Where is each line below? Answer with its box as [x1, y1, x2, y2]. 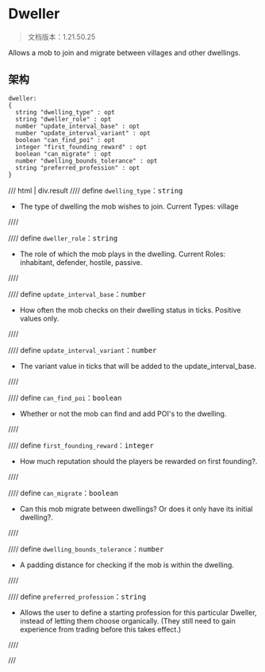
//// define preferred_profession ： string [8, 592, 147, 601]
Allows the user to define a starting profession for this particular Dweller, [19, 608, 257, 617]
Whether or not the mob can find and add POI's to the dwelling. [19, 409, 227, 418]
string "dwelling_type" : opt [15, 108, 115, 116]
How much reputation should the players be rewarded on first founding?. [19, 456, 258, 466]
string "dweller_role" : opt [15, 115, 112, 123]
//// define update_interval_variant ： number [8, 345, 157, 355]
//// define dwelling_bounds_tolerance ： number [8, 544, 164, 554]
